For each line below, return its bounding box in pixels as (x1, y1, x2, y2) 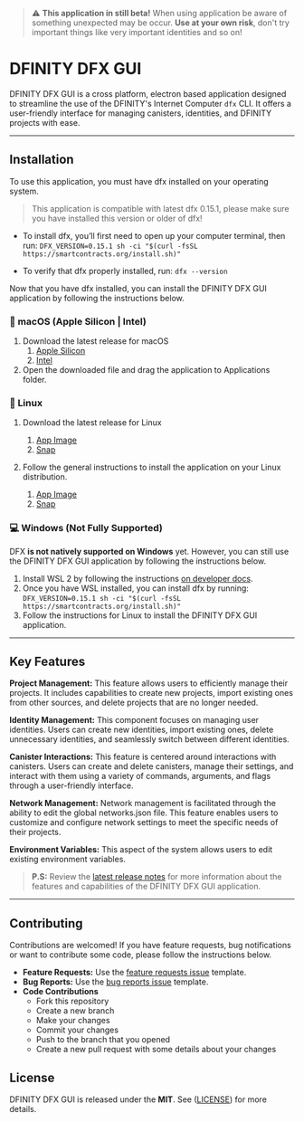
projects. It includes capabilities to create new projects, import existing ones (9, 688, 294, 699)
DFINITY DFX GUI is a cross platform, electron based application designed (9, 88, 287, 99)
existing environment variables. (9, 854, 127, 865)
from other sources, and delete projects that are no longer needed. (9, 697, 259, 708)
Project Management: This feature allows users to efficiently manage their (9, 678, 289, 689)
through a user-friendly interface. (9, 780, 134, 791)
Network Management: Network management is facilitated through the (9, 798, 276, 809)
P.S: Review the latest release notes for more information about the (31, 871, 282, 882)
